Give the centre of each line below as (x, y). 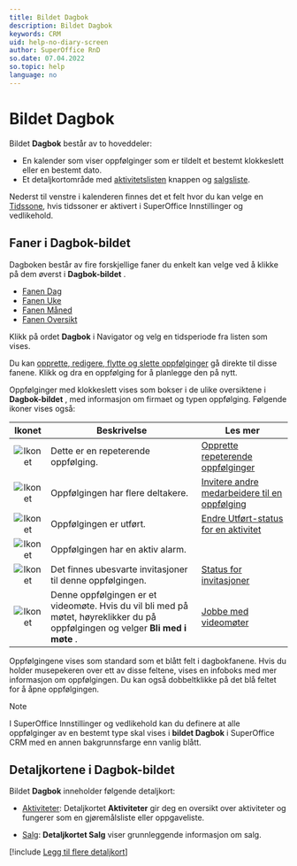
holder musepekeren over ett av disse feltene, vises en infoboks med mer (143, 670)
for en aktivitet (231, 530)
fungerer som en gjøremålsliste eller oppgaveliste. (113, 818)
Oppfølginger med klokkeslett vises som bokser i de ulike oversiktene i (138, 390)
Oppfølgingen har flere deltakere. (119, 492)
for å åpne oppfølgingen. (54, 689)
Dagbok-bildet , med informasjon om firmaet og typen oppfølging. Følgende (148, 398)
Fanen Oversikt (49, 319)
